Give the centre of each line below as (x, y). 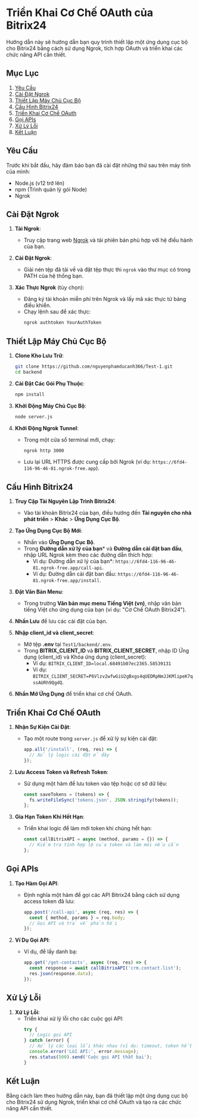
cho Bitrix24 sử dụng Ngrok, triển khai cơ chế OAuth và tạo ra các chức (94, 1102)
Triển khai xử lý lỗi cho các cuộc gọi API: (74, 1018)
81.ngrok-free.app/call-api (67, 568)
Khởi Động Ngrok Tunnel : (46, 428)
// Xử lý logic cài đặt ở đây (69, 755)
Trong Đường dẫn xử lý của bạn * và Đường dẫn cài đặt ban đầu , (103, 549)
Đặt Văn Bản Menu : (39, 592)
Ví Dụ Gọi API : (32, 940)
